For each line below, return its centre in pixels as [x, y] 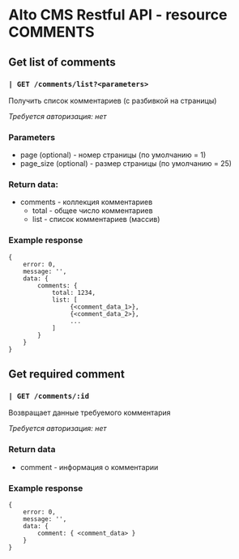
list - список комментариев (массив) [96, 220]
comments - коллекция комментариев [86, 202]
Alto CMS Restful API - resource [118, 15]
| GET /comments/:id [49, 396]
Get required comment [67, 374]
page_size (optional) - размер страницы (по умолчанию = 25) [126, 164]
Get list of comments [62, 62]
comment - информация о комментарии [89, 467]
